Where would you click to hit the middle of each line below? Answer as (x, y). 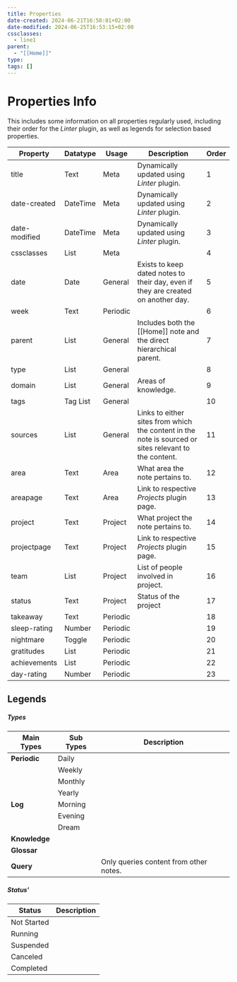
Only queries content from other (154, 861)
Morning (72, 804)
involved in (155, 576)
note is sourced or (167, 439)
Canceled (27, 957)
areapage (27, 497)
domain (23, 385)
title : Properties (34, 14)
